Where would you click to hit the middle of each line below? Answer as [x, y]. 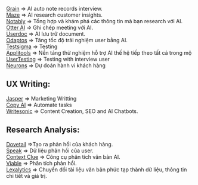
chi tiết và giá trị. [27, 175]
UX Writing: [28, 84]
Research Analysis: [43, 130]
